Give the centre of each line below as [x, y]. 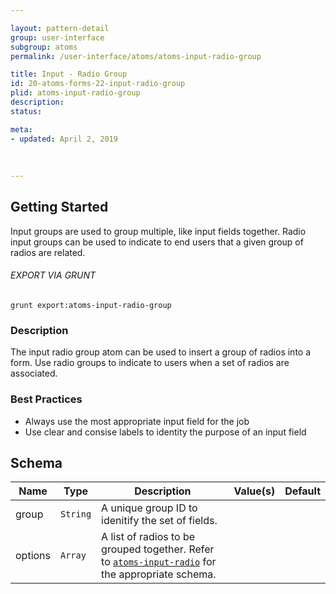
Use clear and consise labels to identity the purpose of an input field [165, 432]
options [33, 556]
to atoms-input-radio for [159, 562]
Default [302, 491]
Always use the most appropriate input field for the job [137, 421]
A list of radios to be [148, 537]
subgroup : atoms [44, 47]
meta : [21, 129]
